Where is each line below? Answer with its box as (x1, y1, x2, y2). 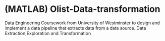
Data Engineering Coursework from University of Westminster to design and (4, 20, 160, 26)
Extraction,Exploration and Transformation (4, 30, 91, 36)
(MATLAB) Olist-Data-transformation (4, 3, 161, 15)
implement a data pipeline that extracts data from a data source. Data (4, 25, 147, 31)
